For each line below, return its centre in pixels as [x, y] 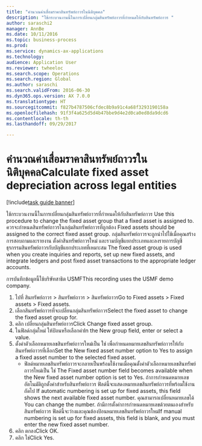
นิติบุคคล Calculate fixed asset [77, 172]
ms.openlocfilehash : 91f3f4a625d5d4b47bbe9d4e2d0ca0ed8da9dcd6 [87, 113]
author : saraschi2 [29, 23]
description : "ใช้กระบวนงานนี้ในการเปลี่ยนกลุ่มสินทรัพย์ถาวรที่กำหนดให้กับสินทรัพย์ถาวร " [90, 18]
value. [23, 337]
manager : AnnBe [25, 29]
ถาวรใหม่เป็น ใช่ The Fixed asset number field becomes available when [108, 371]
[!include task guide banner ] [41, 202]
